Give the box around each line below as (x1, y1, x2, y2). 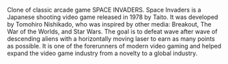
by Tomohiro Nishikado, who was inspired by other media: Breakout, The (7, 20, 212, 28)
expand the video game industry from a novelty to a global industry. (7, 49, 198, 57)
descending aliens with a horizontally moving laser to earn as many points (7, 35, 215, 43)
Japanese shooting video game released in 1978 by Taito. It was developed (7, 13, 218, 21)
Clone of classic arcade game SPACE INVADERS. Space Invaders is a (7, 6, 201, 14)
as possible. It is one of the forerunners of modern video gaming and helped (7, 42, 222, 50)
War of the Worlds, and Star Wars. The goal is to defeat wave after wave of (7, 27, 218, 35)
